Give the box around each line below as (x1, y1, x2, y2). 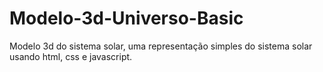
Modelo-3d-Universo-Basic (9, 7, 244, 30)
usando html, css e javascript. (9, 50, 133, 62)
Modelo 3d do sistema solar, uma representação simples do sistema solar (9, 40, 313, 52)
